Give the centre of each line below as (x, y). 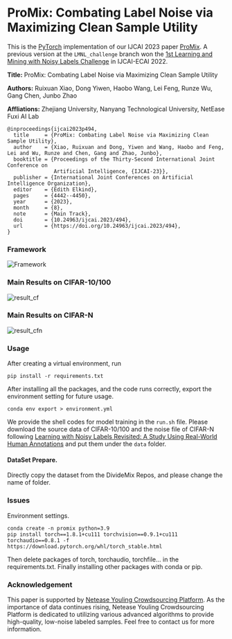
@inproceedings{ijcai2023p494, (52, 129)
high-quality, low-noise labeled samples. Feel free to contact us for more (111, 622)
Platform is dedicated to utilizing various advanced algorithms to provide (111, 614)
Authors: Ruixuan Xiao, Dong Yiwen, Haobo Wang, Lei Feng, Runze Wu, (110, 88)
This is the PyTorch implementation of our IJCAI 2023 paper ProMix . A (107, 46)
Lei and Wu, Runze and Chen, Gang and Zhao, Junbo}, (85, 153)
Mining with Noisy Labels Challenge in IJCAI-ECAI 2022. (88, 61)
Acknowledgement (40, 584)
